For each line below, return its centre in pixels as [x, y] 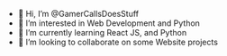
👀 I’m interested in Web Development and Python [109, 23]
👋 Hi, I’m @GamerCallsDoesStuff [78, 14]
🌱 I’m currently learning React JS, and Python [102, 32]
